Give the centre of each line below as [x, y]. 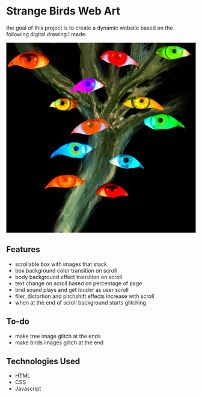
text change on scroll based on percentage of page [78, 283]
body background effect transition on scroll [69, 277]
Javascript [28, 389]
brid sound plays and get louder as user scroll [72, 289]
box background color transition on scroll [66, 270]
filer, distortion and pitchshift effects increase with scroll [84, 296]
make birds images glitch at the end [59, 343]
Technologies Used [43, 361]
